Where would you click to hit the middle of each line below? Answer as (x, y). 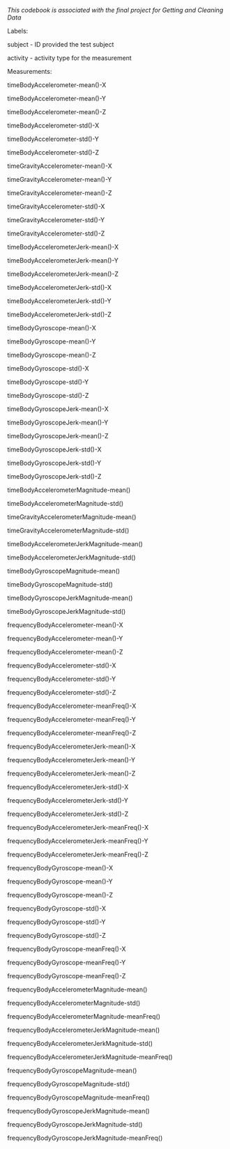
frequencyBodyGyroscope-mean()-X (60, 868)
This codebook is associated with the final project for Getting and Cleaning (115, 10)
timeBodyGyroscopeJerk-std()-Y (54, 463)
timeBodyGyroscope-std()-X (48, 368)
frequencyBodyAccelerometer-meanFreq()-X (72, 706)
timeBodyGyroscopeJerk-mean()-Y (58, 422)
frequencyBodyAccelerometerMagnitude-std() (74, 1003)
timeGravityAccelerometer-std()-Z (56, 233)
